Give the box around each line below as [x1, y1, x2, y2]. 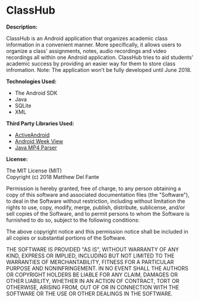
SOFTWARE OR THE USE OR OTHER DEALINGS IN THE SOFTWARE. [6, 290, 173, 297]
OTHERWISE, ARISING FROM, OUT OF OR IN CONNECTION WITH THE [6, 284, 179, 291]
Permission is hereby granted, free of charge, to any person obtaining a [6, 185, 181, 192]
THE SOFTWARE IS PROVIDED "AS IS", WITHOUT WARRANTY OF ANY [6, 246, 179, 253]
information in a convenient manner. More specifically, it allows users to [6, 41, 182, 48]
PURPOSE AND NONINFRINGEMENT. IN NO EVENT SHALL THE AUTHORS [6, 265, 189, 272]
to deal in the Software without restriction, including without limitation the [6, 197, 185, 205]
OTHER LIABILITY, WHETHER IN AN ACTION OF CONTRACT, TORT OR [6, 277, 179, 284]
